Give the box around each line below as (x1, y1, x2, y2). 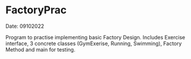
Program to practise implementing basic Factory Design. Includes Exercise (5, 34, 186, 40)
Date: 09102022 (5, 23, 45, 30)
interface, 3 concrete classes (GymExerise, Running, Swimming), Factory (5, 40, 182, 47)
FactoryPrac (5, 3, 67, 17)
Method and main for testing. (5, 46, 76, 53)
